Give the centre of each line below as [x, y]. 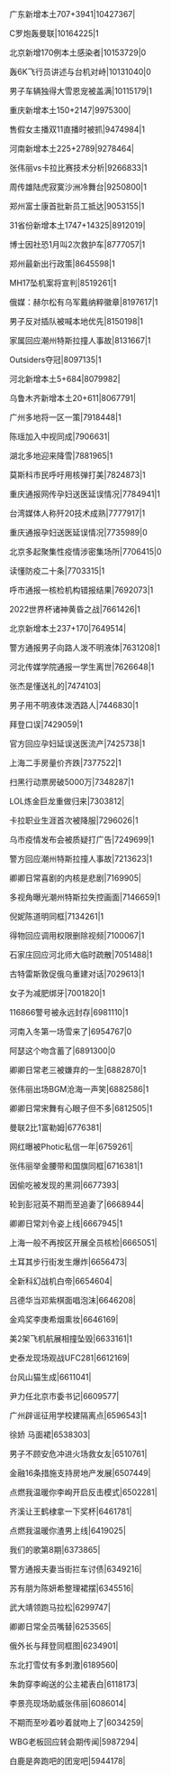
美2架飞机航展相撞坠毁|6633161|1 [71, 1339]
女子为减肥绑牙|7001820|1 [58, 993]
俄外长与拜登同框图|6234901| [64, 1646]
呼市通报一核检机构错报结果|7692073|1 [81, 590]
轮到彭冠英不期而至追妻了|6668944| [76, 1204]
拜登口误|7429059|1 [46, 724]
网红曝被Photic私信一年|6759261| [71, 1147]
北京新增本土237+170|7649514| [68, 628]
